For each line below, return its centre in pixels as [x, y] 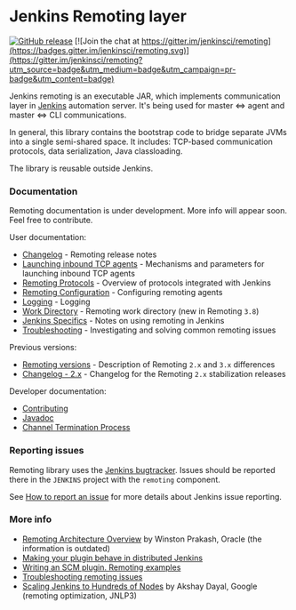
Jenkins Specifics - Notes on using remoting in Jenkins [123, 321]
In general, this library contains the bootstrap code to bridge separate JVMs [148, 132]
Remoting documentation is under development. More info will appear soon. [148, 211]
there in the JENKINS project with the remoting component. [115, 479]
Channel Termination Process [76, 428]
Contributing [45, 409]
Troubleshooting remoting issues [82, 576]
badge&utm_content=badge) [62, 78]
